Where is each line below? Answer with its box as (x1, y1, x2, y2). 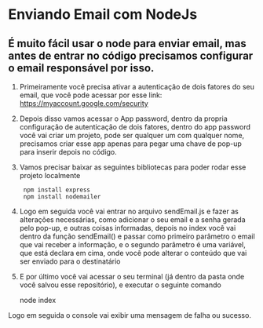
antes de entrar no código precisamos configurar (8, 49, 254, 62)
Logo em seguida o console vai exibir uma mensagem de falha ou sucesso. (8, 311, 251, 319)
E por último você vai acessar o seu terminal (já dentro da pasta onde (19, 272, 245, 281)
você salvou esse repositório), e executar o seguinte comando (19, 280, 221, 290)
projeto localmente (19, 171, 81, 180)
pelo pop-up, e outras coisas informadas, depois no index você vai (19, 224, 236, 232)
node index (19, 296, 57, 304)
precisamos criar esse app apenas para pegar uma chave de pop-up (19, 139, 242, 148)
